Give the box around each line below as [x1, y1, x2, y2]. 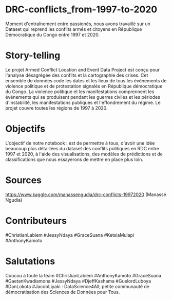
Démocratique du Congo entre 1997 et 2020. [5, 31, 100, 38]
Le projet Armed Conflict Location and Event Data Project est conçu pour [5, 66, 160, 73]
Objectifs [5, 123, 46, 135]
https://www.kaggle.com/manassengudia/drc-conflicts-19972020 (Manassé [5, 191, 167, 198]
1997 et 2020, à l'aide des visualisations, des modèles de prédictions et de [5, 151, 163, 157]
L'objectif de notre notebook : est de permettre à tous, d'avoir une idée [5, 140, 155, 146]
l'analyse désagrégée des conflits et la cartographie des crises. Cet [5, 72, 148, 78]
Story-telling [5, 50, 61, 61]
